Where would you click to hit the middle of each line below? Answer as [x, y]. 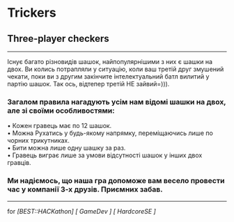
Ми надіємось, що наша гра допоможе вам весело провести [116, 181]
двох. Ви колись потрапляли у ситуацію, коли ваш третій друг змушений [116, 69]
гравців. [19, 163]
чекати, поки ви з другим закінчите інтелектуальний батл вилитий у [108, 77]
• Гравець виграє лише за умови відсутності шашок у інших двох [105, 155]
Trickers [32, 13]
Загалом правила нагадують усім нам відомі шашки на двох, [117, 102]
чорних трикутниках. [38, 141]
